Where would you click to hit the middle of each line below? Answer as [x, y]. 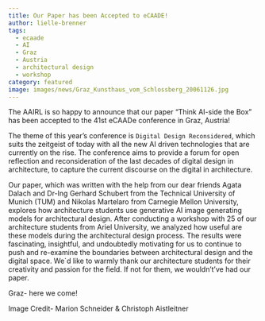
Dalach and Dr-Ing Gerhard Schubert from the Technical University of [122, 193]
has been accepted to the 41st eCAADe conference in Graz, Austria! [119, 121]
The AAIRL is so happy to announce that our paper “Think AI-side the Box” [130, 112]
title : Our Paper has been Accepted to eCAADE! [88, 15]
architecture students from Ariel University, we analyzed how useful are [125, 227]
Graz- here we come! [43, 293]
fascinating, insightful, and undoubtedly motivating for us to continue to [125, 244]
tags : [17, 30]
